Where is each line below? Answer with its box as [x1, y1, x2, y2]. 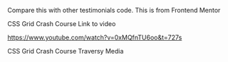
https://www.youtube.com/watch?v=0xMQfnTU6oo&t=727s [7, 33, 182, 42]
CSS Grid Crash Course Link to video [7, 20, 116, 27]
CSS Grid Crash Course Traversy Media [7, 47, 124, 55]
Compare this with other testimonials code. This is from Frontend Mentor [7, 6, 221, 14]
